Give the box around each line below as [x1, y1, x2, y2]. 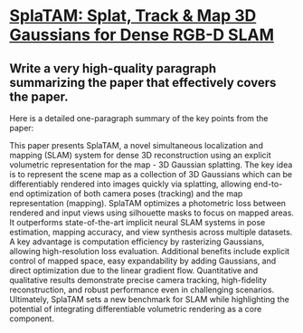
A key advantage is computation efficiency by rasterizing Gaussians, [9, 236, 265, 247]
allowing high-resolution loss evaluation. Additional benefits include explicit [9, 246, 290, 256]
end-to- [252, 178, 283, 189]
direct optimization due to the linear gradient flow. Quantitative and [9, 265, 259, 276]
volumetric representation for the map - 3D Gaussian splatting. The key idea [9, 159, 293, 170]
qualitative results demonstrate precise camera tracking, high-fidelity [9, 275, 267, 285]
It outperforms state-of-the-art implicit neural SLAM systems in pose [9, 217, 266, 227]
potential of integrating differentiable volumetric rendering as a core [9, 304, 262, 314]
